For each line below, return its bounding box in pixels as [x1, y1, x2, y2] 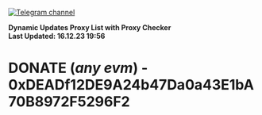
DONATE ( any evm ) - [8, 59, 148, 77]
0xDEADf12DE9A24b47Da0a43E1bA [8, 76, 254, 94]
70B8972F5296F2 [8, 93, 130, 111]
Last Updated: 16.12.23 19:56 [8, 32, 106, 40]
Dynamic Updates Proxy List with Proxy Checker [8, 23, 171, 32]
